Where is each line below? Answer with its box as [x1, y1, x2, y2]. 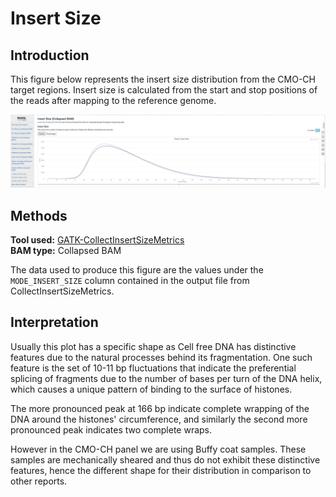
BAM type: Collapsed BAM [10, 244, 122, 256]
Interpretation [10, 314, 99, 331]
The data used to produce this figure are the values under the [10, 263, 264, 276]
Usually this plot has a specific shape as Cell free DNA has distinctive [10, 340, 297, 352]
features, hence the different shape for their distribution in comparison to [10, 464, 312, 476]
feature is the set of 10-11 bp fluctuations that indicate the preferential [10, 362, 297, 374]
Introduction [10, 47, 90, 64]
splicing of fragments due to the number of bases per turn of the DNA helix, [10, 372, 323, 384]
